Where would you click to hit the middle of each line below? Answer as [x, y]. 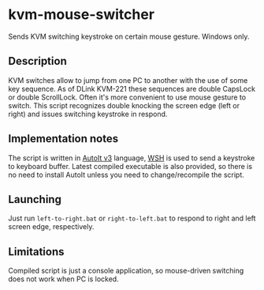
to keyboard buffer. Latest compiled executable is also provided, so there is [130, 166]
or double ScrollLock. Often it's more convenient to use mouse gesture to [127, 97]
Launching [35, 199]
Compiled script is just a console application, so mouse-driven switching [126, 271]
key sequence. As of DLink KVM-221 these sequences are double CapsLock [132, 89]
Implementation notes [63, 139]
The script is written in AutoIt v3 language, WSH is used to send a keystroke [132, 158]
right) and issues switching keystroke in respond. [88, 114]
